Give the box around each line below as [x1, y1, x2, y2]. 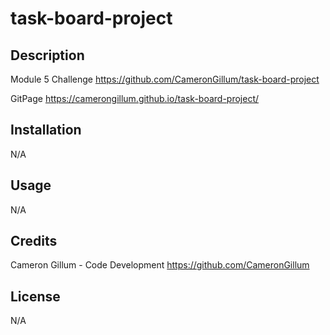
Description [10, 47, 85, 64]
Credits [10, 233, 58, 250]
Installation [10, 122, 82, 139]
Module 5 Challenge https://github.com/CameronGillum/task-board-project [10, 73, 320, 85]
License [10, 288, 61, 305]
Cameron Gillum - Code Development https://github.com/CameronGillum [10, 259, 310, 271]
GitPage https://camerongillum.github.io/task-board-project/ [10, 93, 260, 104]
